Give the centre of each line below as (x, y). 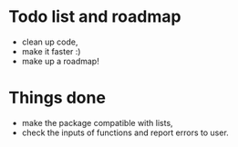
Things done (57, 98)
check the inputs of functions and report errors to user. (125, 132)
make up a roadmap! (60, 61)
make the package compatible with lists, (98, 122)
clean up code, (50, 42)
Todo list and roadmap (95, 17)
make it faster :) (51, 51)
